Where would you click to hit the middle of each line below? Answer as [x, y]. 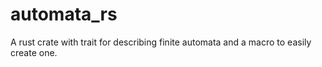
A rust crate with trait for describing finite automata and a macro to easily [161, 42]
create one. [34, 52]
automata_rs [64, 14]
